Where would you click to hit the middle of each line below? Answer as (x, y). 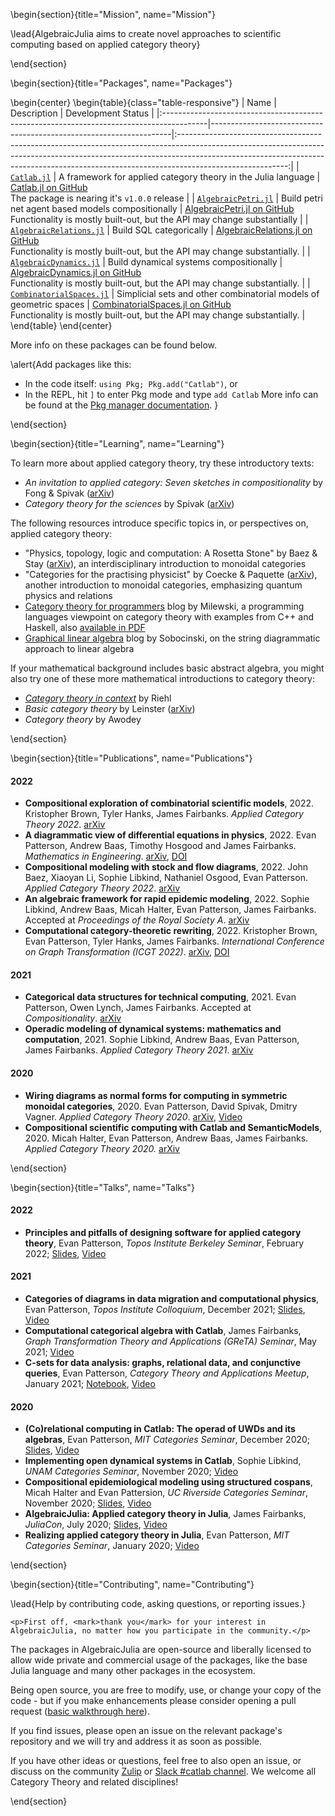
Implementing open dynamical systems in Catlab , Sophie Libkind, (163, 1461)
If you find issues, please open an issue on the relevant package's (146, 1731)
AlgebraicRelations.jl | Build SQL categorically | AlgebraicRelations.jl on (161, 230)
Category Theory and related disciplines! (94, 1782)
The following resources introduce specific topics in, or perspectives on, (159, 523)
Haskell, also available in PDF (85, 627)
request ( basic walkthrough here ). (80, 1711)
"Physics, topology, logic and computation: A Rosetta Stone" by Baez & (171, 553)
